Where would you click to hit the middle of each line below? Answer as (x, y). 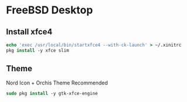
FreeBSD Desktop (50, 10)
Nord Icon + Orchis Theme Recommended (57, 83)
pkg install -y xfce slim (37, 50)
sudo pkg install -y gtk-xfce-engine (52, 93)
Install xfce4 (29, 32)
